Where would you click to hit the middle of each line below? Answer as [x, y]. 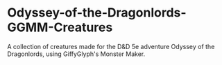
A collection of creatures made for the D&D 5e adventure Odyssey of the [111, 46]
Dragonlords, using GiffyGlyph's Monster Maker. [76, 54]
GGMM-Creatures [60, 27]
